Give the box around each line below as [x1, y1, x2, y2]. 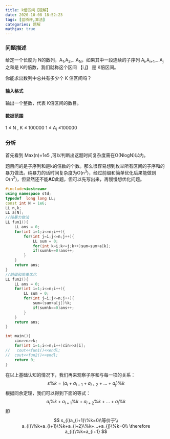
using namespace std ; [5, 191, 52, 196]
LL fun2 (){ [5, 277, 29, 282]
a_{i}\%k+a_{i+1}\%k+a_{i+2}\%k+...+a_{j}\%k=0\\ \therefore [22, 423, 151, 429]
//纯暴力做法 [5, 215, 29, 220]
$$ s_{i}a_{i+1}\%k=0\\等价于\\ [53, 418, 119, 423]
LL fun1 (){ [5, 220, 29, 225]
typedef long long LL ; [5, 195, 56, 201]
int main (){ [5, 334, 31, 339]
